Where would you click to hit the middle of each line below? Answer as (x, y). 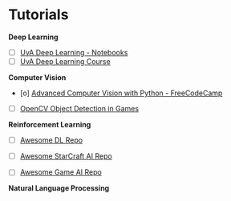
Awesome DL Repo (51, 140)
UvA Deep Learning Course (65, 61)
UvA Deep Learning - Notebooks (74, 52)
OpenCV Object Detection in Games (79, 109)
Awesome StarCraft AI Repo (66, 156)
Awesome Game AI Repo (61, 172)
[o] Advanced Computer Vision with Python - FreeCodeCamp (121, 93)
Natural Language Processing (59, 188)
